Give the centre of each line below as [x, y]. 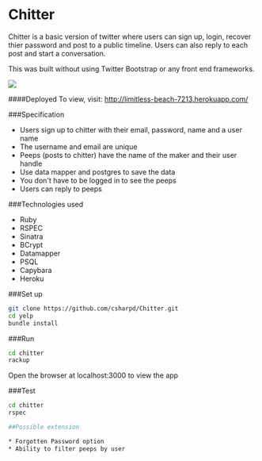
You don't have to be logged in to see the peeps [98, 180]
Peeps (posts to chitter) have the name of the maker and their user [128, 155]
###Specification [36, 114]
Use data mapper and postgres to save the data [97, 171]
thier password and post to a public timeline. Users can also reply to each [128, 44]
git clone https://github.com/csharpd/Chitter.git [93, 308]
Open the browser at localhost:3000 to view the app [93, 375]
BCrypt [31, 244]
